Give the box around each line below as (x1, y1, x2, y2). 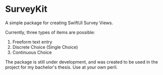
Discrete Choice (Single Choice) (12, 44, 79, 50)
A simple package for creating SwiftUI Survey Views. (5, 20, 113, 26)
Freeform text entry (12, 38, 52, 45)
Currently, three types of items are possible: (5, 29, 95, 35)
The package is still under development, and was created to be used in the (5, 59, 158, 65)
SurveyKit (5, 3, 48, 15)
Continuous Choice (12, 49, 52, 55)
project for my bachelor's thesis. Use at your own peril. (5, 64, 118, 70)
